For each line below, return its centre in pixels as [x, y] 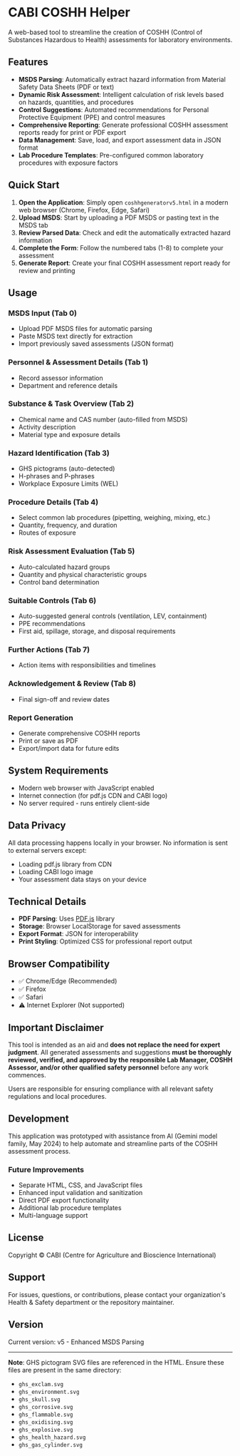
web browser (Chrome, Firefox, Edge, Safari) [84, 210]
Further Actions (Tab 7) [49, 650]
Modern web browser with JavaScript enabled [86, 788]
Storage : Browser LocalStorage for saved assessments [99, 926]
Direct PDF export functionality [64, 1200]
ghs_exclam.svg [41, 1384]
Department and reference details [68, 385]
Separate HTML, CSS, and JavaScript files [80, 1185]
